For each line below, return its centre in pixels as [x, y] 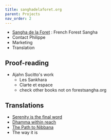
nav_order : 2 [18, 18]
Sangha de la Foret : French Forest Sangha [55, 32]
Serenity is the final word [37, 117]
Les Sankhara [33, 80]
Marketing [22, 43]
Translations [25, 105]
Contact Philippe [29, 37]
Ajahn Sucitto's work [33, 75]
